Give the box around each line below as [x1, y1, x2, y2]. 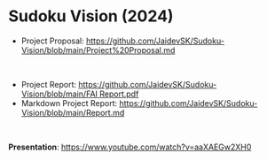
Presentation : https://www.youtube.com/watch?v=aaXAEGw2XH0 [8, 142, 252, 152]
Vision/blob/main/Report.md [20, 107, 125, 118]
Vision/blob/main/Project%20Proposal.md [20, 44, 176, 55]
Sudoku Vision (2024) [8, 6, 174, 27]
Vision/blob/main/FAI [20, 88, 98, 99]
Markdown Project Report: [20, 97, 118, 108]
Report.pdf [99, 88, 139, 99]
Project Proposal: [20, 35, 85, 46]
